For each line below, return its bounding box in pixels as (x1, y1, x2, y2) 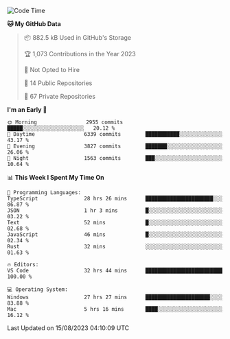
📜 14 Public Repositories (23, 79, 93, 87)
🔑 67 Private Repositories (23, 93, 96, 100)
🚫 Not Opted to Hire (23, 66, 80, 73)
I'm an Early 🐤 (7, 106, 47, 113)
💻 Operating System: (7, 286, 69, 293)
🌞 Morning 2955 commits (7, 119, 124, 126)
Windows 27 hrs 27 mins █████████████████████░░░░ (7, 294, 223, 301)
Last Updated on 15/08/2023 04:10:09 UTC (7, 324, 130, 332)
